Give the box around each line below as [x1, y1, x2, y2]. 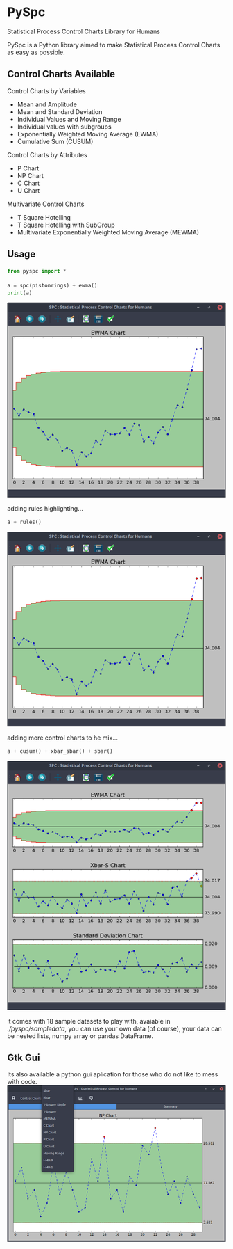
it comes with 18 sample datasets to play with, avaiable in [7, 1017, 171, 1025]
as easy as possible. [7, 48, 66, 56]
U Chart [17, 186, 40, 195]
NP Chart [17, 171, 44, 180]
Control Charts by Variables [7, 86, 86, 95]
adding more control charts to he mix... [7, 733, 118, 742]
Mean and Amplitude [17, 100, 78, 109]
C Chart [17, 179, 40, 187]
